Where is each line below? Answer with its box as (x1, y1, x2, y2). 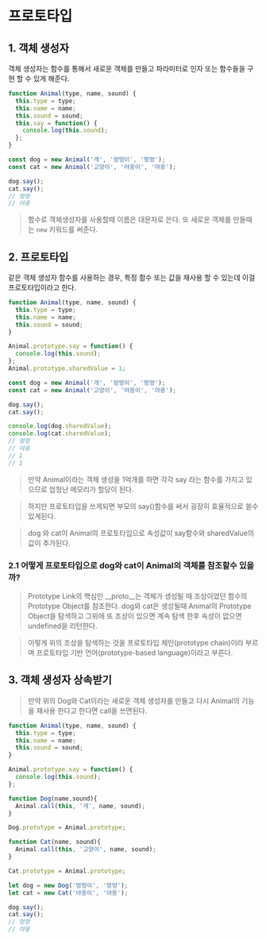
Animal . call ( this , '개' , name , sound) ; (15, 802, 145, 810)
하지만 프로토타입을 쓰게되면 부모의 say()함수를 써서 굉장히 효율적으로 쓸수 (27, 501, 259, 510)
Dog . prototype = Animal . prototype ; (8, 823, 126, 832)
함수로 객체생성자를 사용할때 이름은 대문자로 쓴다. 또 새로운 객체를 (27, 215, 232, 225)
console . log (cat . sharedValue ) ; (8, 430, 112, 437)
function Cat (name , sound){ (8, 838, 102, 846)
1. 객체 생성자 (8, 41, 69, 55)
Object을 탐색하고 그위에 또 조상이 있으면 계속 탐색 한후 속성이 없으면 (27, 611, 242, 620)
